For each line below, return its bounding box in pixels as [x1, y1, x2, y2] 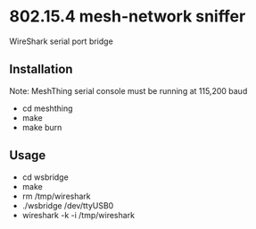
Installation [9, 62, 73, 77]
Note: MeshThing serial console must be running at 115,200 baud [9, 85, 248, 96]
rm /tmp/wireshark [21, 191, 91, 201]
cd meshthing [21, 103, 73, 114]
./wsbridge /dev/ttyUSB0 [21, 199, 114, 211]
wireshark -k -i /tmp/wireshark [21, 209, 136, 220]
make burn [21, 122, 62, 132]
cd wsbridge [21, 172, 69, 182]
